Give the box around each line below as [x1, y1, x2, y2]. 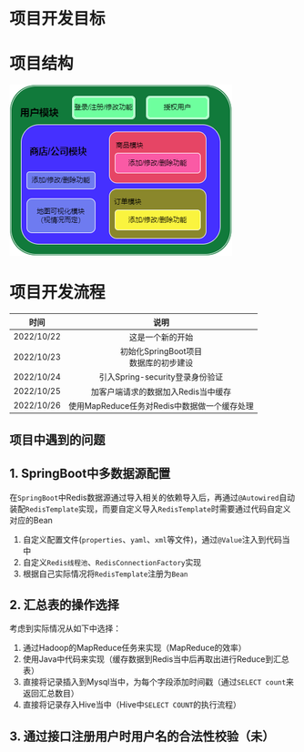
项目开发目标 [9, 8, 106, 29]
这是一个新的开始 [128, 331, 194, 342]
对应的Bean [9, 514, 53, 525]
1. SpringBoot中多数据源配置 [9, 466, 171, 482]
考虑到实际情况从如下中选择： [9, 623, 121, 634]
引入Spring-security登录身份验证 [98, 371, 224, 382]
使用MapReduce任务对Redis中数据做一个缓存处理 [67, 400, 255, 411]
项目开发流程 [9, 282, 106, 303]
